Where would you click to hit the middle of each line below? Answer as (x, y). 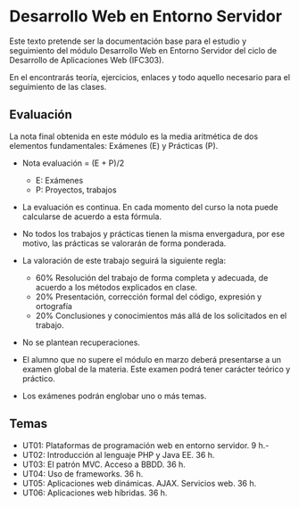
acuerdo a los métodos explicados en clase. (116, 287)
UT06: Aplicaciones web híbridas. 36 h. (95, 493)
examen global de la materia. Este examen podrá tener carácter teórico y (156, 369)
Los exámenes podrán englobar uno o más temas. (114, 396)
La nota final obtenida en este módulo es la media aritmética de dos (134, 136)
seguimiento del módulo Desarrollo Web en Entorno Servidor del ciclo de (143, 50)
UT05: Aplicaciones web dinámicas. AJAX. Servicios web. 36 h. (139, 483)
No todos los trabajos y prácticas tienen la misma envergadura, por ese (154, 233)
